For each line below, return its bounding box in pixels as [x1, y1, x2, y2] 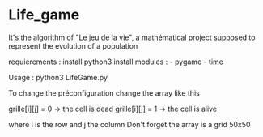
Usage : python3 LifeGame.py [8, 72, 108, 82]
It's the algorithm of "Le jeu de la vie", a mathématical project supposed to [8, 32, 256, 42]
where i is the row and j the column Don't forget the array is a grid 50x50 [8, 119, 251, 129]
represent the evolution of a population [8, 41, 138, 50]
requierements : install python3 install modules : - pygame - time [8, 57, 224, 66]
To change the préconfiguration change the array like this [8, 88, 200, 98]
